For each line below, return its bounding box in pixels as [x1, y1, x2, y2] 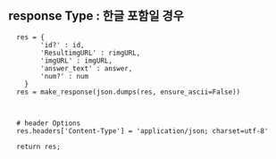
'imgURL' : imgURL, [40, 56, 113, 65]
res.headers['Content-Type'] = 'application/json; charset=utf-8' [16, 126, 269, 136]
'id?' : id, [40, 40, 86, 49]
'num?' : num [40, 71, 89, 80]
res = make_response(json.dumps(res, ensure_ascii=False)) [16, 88, 241, 96]
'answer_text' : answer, [40, 63, 133, 73]
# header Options [16, 119, 81, 128]
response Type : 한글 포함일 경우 [8, 8, 184, 24]
